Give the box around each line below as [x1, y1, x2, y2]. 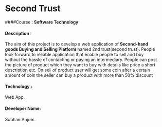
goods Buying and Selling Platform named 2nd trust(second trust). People [5, 46, 155, 52]
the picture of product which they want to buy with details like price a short [5, 62, 156, 68]
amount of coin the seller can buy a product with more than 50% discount [5, 72, 153, 78]
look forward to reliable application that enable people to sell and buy [5, 52, 144, 58]
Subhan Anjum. [5, 116, 36, 122]
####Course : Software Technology [5, 19, 79, 25]
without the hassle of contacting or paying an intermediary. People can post [5, 57, 157, 63]
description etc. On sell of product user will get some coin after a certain [5, 67, 150, 73]
